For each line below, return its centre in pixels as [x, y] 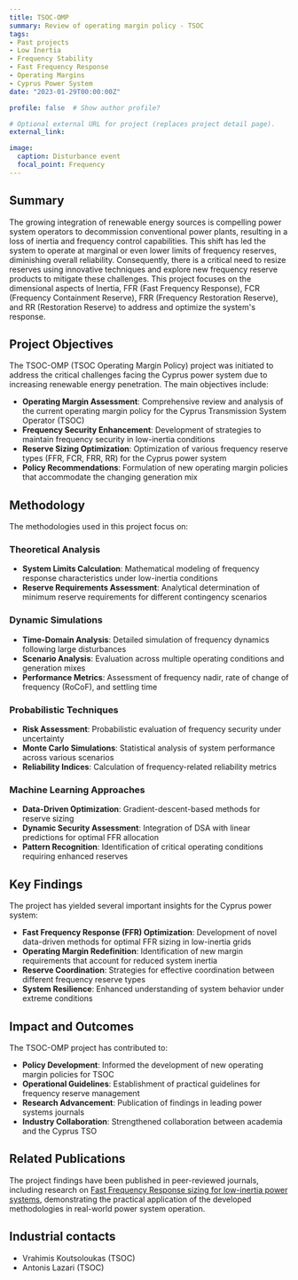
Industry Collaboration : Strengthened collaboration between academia [153, 1121]
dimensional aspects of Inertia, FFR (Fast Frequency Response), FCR [134, 288]
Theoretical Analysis [55, 550]
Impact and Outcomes [72, 1026]
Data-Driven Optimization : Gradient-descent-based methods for [141, 809]
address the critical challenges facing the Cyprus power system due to [138, 375]
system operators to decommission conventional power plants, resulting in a [149, 231]
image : [21, 148]
